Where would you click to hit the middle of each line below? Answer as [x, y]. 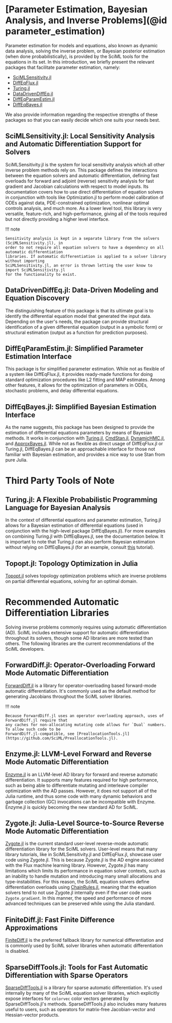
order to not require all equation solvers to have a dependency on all [85, 248]
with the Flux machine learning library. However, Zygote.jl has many [77, 865]
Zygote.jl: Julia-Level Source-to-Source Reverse [85, 823]
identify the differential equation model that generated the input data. [78, 316]
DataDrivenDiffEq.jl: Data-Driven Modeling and [82, 290]
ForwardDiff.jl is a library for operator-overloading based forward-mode [81, 685]
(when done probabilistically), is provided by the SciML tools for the [77, 56]
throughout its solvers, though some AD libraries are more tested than [79, 638]
